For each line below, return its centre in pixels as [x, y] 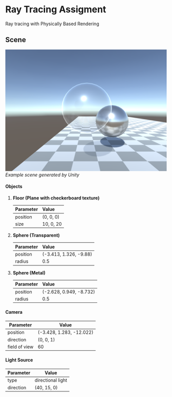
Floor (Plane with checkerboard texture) [56, 198]
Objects [14, 187]
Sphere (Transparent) [36, 236]
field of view [20, 347]
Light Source [19, 360]
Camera [14, 312]
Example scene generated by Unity [42, 175]
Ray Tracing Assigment [56, 10]
